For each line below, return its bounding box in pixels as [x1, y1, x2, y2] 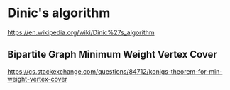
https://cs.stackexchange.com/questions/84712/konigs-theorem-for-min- [7, 67, 223, 75]
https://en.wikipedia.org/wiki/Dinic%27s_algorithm [7, 28, 155, 37]
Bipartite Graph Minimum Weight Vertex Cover [7, 49, 218, 60]
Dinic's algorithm [7, 5, 111, 21]
